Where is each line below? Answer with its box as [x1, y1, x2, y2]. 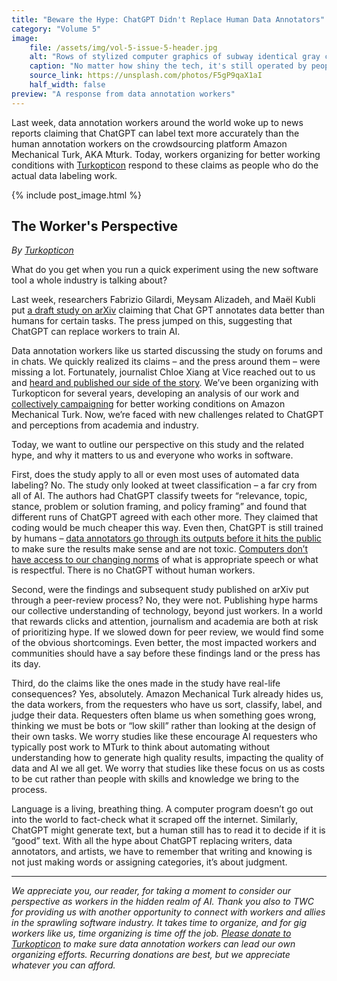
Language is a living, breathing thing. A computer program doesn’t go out [11, 803, 314, 815]
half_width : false [29, 80, 106, 90]
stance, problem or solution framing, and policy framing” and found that [11, 501, 308, 513]
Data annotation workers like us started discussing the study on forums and [11, 345, 323, 357]
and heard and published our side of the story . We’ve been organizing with [11, 377, 319, 389]
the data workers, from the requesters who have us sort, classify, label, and [11, 699, 323, 711]
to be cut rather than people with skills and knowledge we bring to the [11, 773, 300, 785]
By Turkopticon [11, 244, 74, 256]
